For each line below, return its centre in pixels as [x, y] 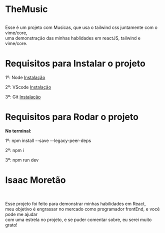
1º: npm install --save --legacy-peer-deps [48, 140]
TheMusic [27, 9]
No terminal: [18, 130]
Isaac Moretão [35, 180]
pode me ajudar [21, 214]
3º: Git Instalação [23, 96]
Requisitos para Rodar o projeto [72, 117]
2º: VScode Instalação [28, 87]
